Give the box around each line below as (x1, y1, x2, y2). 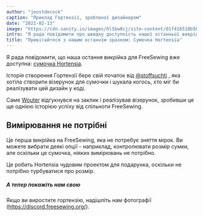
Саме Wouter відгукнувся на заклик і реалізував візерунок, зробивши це (6, 96, 195, 103)
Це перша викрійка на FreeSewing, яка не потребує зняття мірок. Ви (6, 136, 183, 143)
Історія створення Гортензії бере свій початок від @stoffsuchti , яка (6, 72, 181, 79)
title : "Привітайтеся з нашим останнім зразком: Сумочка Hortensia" (6, 37, 182, 43)
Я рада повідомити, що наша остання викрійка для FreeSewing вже (6, 54, 180, 61)
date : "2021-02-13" (6, 20, 56, 26)
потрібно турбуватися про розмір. (6, 167, 95, 174)
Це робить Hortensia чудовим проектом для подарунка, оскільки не (6, 161, 182, 168)
